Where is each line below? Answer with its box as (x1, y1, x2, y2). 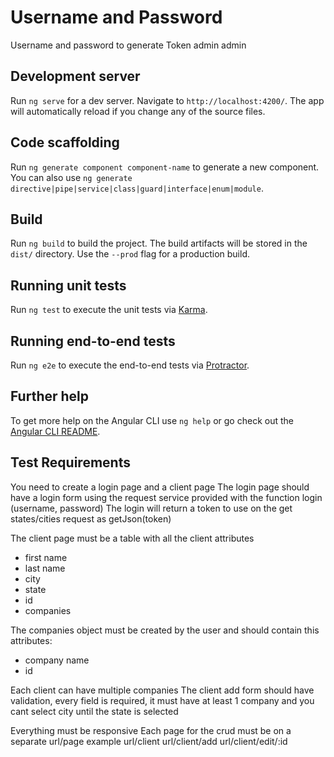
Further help (10, 388, 90, 405)
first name (24, 551, 68, 563)
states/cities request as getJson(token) (10, 512, 172, 525)
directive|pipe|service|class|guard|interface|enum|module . (10, 182, 264, 194)
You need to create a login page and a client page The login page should (10, 481, 310, 493)
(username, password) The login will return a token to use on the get (10, 502, 293, 514)
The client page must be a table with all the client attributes (10, 532, 255, 544)
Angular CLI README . (10, 425, 101, 437)
